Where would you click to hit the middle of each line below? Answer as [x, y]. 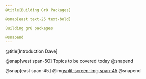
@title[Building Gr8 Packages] [38, 10]
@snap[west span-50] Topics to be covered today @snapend [69, 61]
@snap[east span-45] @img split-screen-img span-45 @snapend [73, 71]
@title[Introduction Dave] [31, 51]
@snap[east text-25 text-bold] [38, 19]
